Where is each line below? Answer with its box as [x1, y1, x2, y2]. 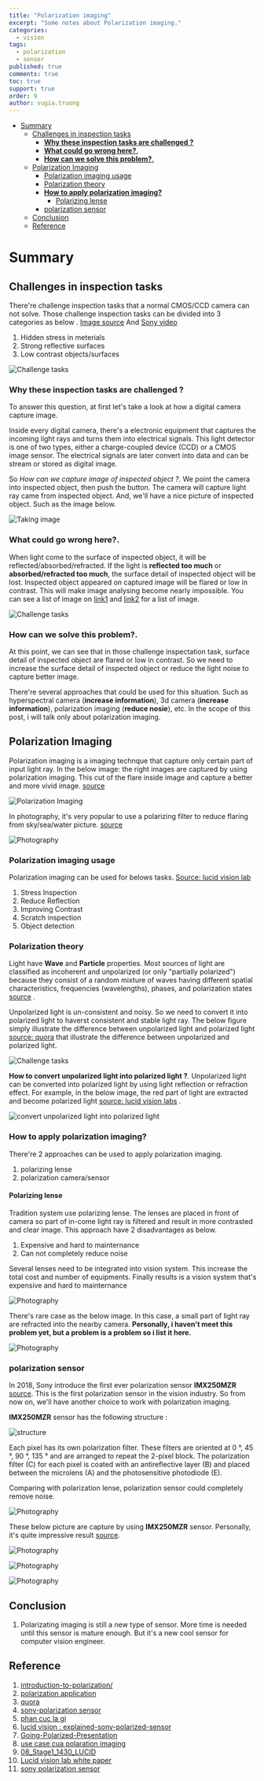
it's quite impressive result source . [9, 1531, 120, 1540]
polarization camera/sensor [20, 1173, 110, 1182]
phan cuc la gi [20, 1713, 67, 1723]
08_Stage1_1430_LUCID [20, 1747, 97, 1757]
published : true [9, 63, 62, 71]
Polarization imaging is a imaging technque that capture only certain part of [9, 756, 254, 765]
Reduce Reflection [20, 896, 81, 905]
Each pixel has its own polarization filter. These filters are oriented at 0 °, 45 [9, 1443, 254, 1452]
